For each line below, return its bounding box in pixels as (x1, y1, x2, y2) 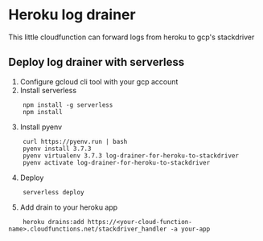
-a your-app (170, 225, 211, 233)
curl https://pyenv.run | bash (23, 137, 128, 145)
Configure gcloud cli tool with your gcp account (19, 76, 179, 86)
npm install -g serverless (23, 100, 113, 109)
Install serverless (19, 85, 77, 95)
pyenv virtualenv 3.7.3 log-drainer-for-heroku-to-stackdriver (23, 151, 240, 160)
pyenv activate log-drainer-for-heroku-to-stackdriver (23, 158, 211, 166)
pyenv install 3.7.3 (23, 145, 92, 153)
